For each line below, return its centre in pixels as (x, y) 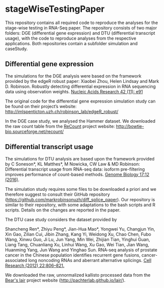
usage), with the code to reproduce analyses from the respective (71, 38)
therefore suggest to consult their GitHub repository (58, 194)
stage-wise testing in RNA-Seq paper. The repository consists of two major (81, 27)
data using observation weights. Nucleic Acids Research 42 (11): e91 (74, 91)
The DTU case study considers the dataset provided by (61, 219)
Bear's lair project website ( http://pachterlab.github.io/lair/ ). (65, 280)
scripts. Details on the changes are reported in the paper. (63, 210)
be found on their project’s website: (41, 106)
